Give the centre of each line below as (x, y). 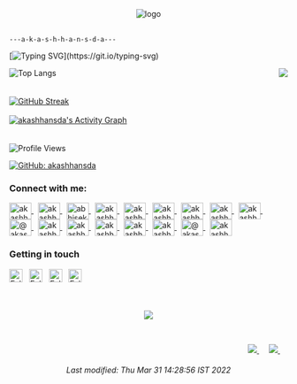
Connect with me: (48, 188)
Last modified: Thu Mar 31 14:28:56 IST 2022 (148, 370)
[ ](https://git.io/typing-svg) (84, 56)
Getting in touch (45, 254)
